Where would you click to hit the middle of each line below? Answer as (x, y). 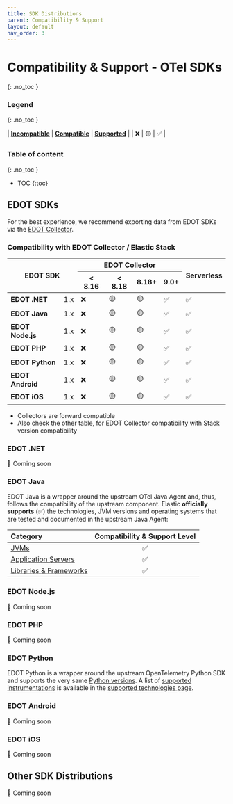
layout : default (31, 26)
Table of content (35, 154)
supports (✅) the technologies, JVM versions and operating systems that (112, 511)
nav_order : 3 (26, 33)
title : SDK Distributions (44, 14)
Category (27, 536)
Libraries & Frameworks (49, 571)
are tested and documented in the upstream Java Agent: (88, 520)
